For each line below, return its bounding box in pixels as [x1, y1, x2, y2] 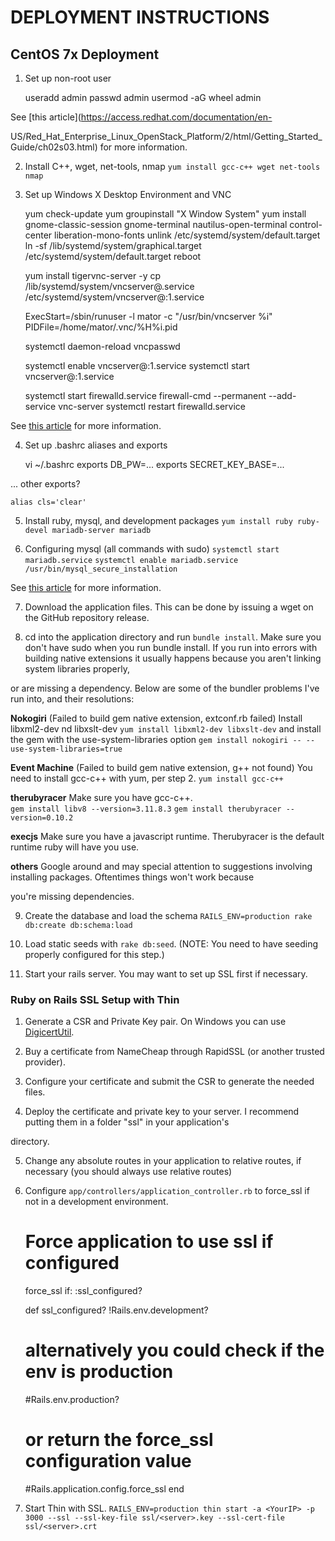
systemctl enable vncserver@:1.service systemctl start [24, 360, 250, 371]
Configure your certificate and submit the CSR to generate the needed [24, 1076, 315, 1088]
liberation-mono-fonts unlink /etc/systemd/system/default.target [54, 229, 321, 241]
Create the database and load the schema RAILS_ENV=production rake [24, 910, 313, 921]
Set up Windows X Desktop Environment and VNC [24, 189, 232, 200]
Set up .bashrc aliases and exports [24, 439, 168, 451]
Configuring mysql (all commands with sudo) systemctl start [24, 543, 280, 555]
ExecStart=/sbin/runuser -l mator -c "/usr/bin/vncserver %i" [24, 311, 273, 322]
